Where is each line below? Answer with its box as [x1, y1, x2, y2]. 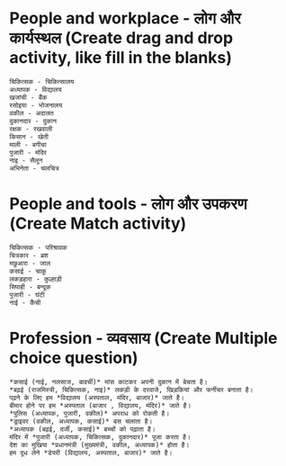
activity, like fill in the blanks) [9, 48, 232, 68]
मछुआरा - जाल [9, 258, 51, 268]
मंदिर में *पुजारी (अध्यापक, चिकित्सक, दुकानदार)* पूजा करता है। [9, 432, 192, 442]
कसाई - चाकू [9, 266, 47, 275]
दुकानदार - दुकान [9, 116, 57, 125]
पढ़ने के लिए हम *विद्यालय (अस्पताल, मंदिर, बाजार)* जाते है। [9, 393, 184, 402]
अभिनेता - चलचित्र [9, 164, 60, 173]
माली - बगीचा [9, 139, 47, 149]
